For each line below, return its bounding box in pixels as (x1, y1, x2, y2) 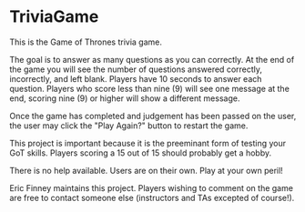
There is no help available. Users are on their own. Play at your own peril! (9, 165, 284, 176)
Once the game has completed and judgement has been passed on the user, (9, 110, 297, 121)
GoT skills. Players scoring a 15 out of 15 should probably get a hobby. (9, 147, 271, 158)
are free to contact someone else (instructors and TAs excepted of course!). (9, 192, 295, 203)
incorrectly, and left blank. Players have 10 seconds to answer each (9, 73, 262, 84)
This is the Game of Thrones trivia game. (9, 36, 162, 47)
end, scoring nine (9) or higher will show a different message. (9, 93, 240, 104)
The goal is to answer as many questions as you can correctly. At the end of (9, 54, 295, 65)
